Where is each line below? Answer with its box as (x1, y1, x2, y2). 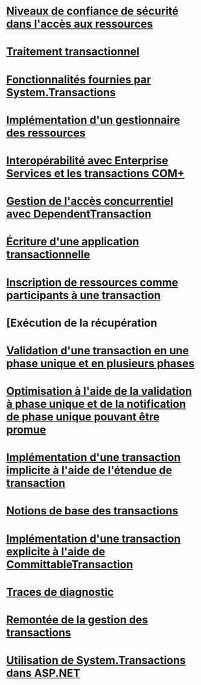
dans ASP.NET (6, 666, 81, 680)
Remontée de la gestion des (6, 613, 148, 626)
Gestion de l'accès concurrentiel (6, 194, 174, 208)
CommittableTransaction (6, 557, 133, 571)
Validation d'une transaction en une (6, 343, 189, 357)
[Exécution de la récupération (6, 316, 158, 329)
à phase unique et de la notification (6, 397, 186, 411)
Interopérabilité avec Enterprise (6, 153, 168, 167)
